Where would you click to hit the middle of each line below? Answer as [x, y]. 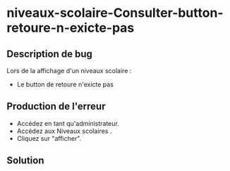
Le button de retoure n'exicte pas [65, 84]
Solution [25, 161]
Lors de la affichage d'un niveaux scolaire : [69, 71]
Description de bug [49, 54]
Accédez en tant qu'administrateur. [68, 123]
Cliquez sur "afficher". [49, 138]
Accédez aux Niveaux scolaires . [64, 131]
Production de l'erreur [56, 107]
